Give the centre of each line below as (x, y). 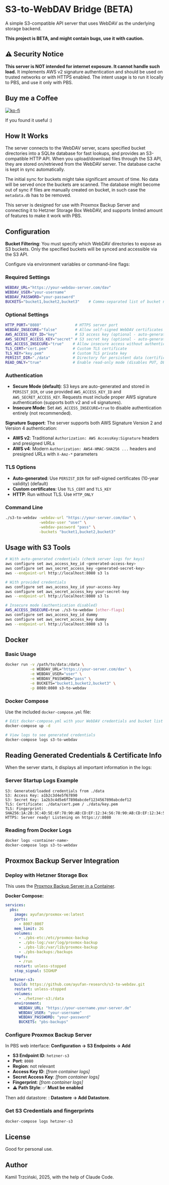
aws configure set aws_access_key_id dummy (52, 615)
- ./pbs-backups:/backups (46, 952)
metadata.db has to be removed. (38, 195)
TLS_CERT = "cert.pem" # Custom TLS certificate (66, 349)
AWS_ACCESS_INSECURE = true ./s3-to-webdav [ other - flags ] (65, 610)
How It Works (27, 136)
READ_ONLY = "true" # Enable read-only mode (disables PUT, (82, 363)
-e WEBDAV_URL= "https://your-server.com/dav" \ (81, 669)
